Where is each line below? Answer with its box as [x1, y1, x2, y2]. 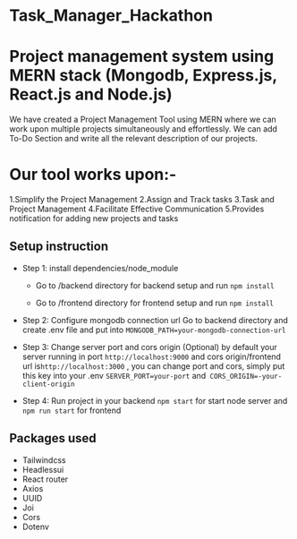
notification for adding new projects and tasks [9, 213, 179, 224]
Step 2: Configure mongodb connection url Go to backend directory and [21, 314, 289, 325]
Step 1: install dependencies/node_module [21, 262, 179, 273]
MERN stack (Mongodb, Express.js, [9, 65, 277, 86]
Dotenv [21, 521, 49, 532]
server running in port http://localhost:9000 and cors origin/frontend [21, 351, 282, 362]
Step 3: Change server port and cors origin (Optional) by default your [21, 341, 277, 352]
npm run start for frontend [21, 405, 122, 415]
